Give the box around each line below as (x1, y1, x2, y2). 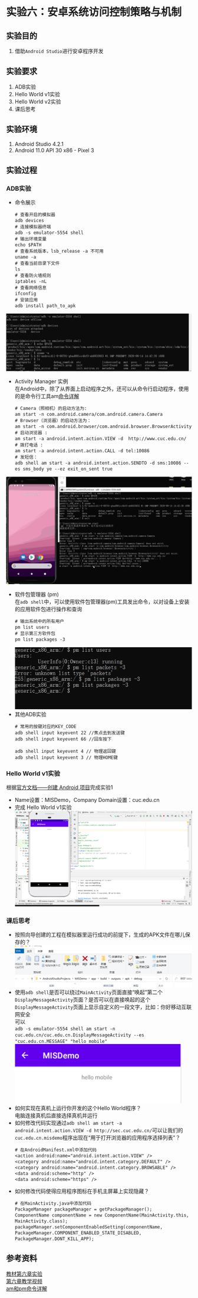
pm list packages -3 (14, 637, 65, 643)
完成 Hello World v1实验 (14, 804, 72, 811)
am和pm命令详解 (6, 1285, 47, 1292)
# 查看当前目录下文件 (14, 260, 60, 266)
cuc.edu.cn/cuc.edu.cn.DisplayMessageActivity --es (14, 1032, 144, 1038)
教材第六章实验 (6, 1270, 42, 1277)
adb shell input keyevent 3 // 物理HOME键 (14, 754, 118, 761)
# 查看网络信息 (14, 285, 47, 291)
